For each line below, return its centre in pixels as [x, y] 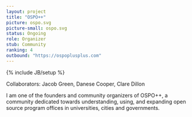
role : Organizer [26, 39]
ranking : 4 [19, 50]
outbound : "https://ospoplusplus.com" [54, 56]
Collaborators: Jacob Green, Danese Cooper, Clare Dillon [76, 84]
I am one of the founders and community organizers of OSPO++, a [87, 95]
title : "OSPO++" [26, 17]
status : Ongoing [26, 34]
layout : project [26, 12]
